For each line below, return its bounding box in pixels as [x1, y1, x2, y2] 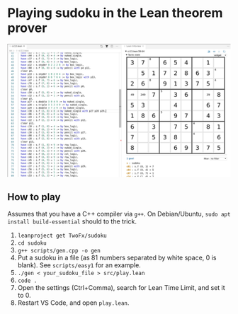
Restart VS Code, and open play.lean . [17, 298, 130, 307]
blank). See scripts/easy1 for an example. [17, 260, 142, 269]
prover [7, 20, 47, 36]
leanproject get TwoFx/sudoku [17, 232, 108, 239]
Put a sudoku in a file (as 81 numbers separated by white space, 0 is [17, 253, 217, 262]
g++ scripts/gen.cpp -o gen [17, 247, 101, 254]
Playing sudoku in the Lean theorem [7, 5, 223, 21]
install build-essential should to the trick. [7, 217, 137, 226]
